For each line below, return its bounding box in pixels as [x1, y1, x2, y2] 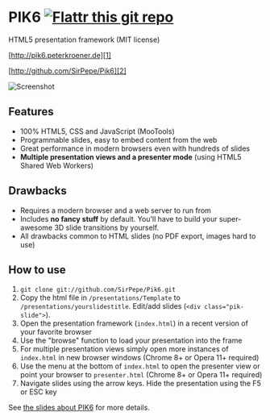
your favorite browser [19, 327, 93, 337]
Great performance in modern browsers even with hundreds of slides [19, 143, 251, 153]
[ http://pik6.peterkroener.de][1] [8, 50, 111, 60]
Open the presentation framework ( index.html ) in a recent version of [19, 318, 248, 328]
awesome [19, 222, 53, 232]
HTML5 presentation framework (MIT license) [8, 35, 160, 44]
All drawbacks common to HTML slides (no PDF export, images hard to [19, 231, 256, 241]
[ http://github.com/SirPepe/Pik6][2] [8, 65, 127, 76]
